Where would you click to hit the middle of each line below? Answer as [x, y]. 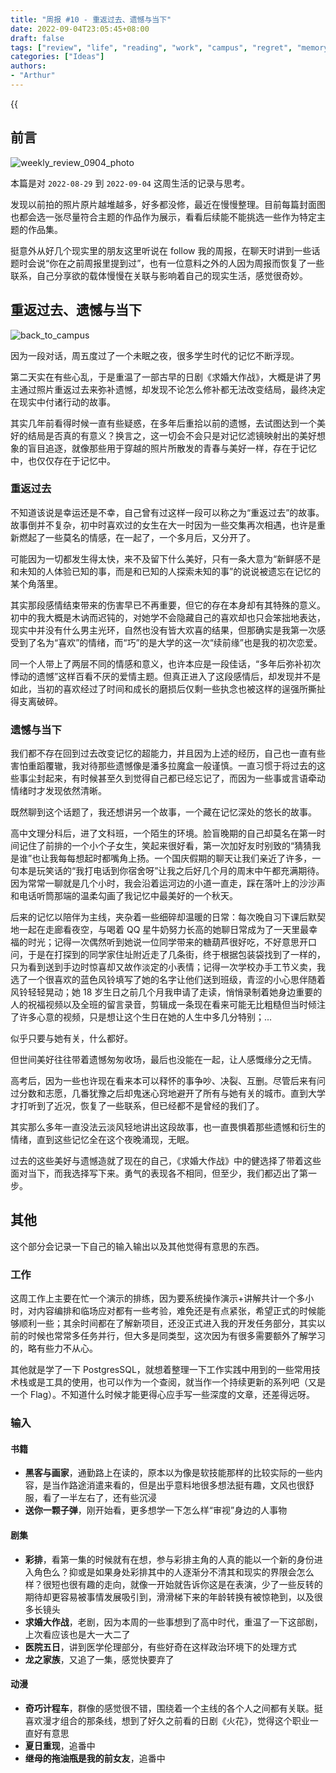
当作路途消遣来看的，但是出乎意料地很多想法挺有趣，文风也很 [178, 1485]
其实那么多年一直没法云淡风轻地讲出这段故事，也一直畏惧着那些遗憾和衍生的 [168, 1127]
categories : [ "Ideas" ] [57, 57]
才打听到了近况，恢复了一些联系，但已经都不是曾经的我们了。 [137, 1106]
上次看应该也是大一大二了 [77, 1634]
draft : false [37, 38]
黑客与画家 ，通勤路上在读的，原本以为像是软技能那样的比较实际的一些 [169, 1473]
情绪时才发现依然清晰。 [58, 791]
